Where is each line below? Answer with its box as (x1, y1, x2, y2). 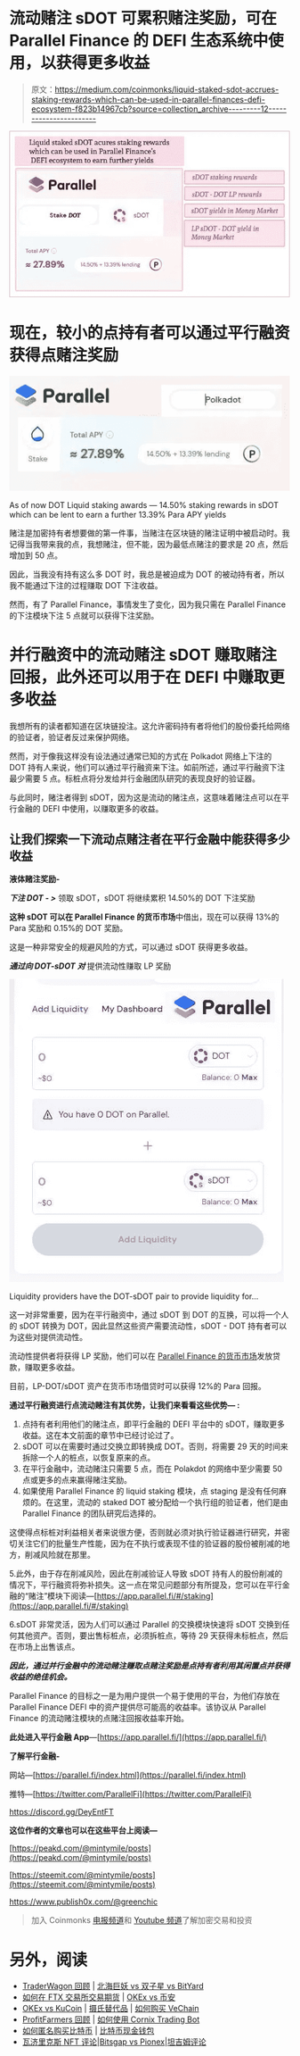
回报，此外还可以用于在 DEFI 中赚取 (9, 667, 270, 687)
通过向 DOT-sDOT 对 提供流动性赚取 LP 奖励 (9, 961, 172, 971)
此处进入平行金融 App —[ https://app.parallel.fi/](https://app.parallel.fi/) (9, 1732, 267, 1743)
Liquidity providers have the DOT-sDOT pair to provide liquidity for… (9, 1291, 259, 1302)
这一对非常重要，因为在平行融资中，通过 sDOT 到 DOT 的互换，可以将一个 (9, 1310, 281, 1320)
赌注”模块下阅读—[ (28, 1591, 98, 1602)
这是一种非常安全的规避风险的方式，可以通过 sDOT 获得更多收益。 (9, 942, 253, 953)
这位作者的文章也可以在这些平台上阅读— (9, 1825, 158, 1835)
